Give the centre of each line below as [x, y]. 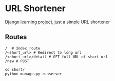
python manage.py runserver [34, 74]
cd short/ [15, 69]
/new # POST [17, 61]
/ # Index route [23, 48]
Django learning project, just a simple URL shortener [57, 22]
